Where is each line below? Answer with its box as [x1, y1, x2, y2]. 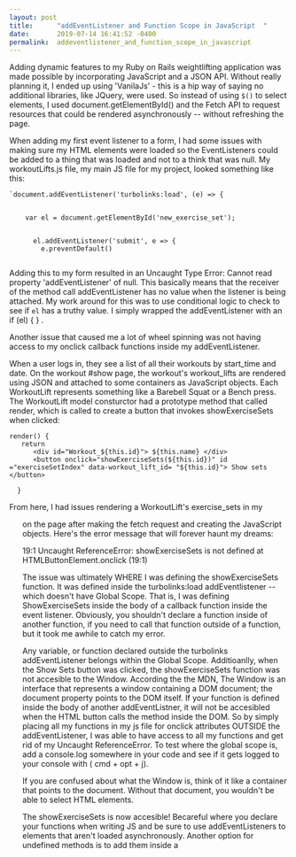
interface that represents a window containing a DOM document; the [21, 683, 273, 694]
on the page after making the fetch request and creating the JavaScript [21, 519, 282, 529]
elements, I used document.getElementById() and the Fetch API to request [9, 99, 281, 111]
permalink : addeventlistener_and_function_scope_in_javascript [9, 37, 252, 47]
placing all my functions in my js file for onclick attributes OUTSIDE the [21, 721, 281, 731]
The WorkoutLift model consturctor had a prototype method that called [9, 396, 268, 407]
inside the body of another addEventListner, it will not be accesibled [21, 702, 270, 713]
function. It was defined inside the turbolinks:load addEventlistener [21, 582, 267, 592]
